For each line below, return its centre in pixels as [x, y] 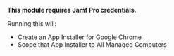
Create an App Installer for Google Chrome [80, 37]
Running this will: [32, 23]
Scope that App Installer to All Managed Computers [92, 44]
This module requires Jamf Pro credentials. [72, 10]
